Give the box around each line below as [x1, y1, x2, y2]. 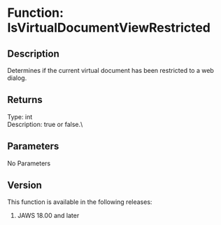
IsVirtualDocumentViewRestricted [7, 20, 211, 36]
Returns [7, 94, 43, 106]
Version [7, 179, 42, 191]
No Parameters [7, 159, 51, 168]
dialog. [7, 74, 27, 82]
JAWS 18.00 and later [17, 212, 80, 220]
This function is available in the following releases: [7, 198, 152, 206]
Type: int [7, 112, 33, 121]
